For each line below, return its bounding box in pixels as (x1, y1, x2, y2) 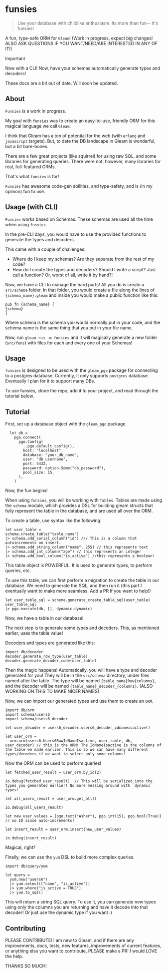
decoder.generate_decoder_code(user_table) (5, 658, 97, 664)
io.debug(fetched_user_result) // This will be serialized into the (5, 779, 153, 784)
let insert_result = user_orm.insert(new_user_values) (5, 827, 122, 832)
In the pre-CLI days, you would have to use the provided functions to (5, 231, 147, 237)
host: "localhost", (23, 448, 64, 453)
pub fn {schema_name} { (5, 302, 55, 307)
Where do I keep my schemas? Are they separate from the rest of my (12, 256, 155, 262)
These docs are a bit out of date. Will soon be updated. (5, 80, 118, 86)
